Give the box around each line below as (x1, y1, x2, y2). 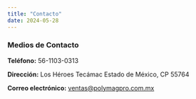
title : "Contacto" (7, 10, 62, 18)
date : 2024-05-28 (7, 17, 59, 24)
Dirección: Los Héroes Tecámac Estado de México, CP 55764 (7, 70, 190, 78)
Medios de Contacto (7, 40, 80, 50)
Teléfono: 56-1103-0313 (7, 56, 79, 64)
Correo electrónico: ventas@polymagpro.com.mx (7, 83, 155, 92)
